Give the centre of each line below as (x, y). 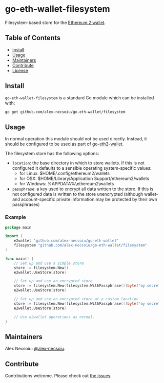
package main (18, 227)
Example (16, 217)
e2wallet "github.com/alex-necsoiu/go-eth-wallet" (66, 241)
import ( (14, 236)
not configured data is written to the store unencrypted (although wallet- (85, 194)
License (20, 70)
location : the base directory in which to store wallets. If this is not (78, 163)
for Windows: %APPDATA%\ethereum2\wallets (67, 184)
